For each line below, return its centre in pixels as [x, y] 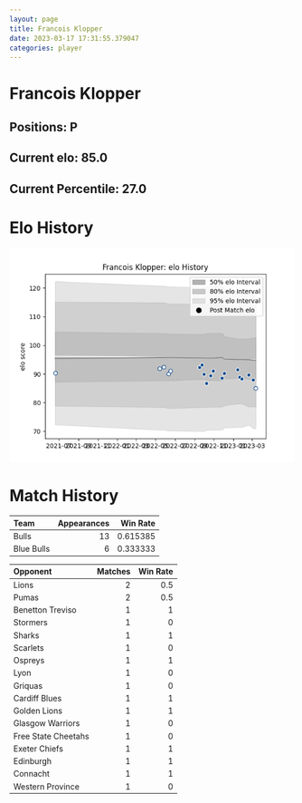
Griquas [28, 685]
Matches [113, 572]
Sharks [26, 635]
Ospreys [29, 661]
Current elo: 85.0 [59, 158]
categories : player [46, 48]
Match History [64, 495]
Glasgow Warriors [47, 723]
